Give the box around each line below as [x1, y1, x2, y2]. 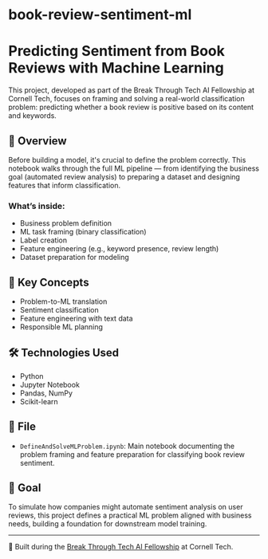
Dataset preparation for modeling [19, 253, 129, 262]
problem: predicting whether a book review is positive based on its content [8, 102, 254, 112]
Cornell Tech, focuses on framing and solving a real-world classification [8, 94, 245, 104]
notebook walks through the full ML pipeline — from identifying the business [8, 163, 259, 173]
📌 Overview [8, 134, 67, 148]
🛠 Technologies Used [8, 346, 120, 360]
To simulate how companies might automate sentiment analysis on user [8, 502, 243, 512]
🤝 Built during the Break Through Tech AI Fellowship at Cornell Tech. [8, 542, 234, 552]
